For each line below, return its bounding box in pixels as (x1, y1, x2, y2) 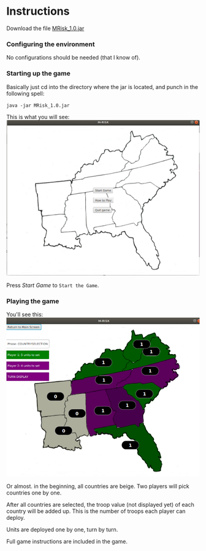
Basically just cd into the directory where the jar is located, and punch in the (6, 83, 198, 90)
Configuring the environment (6, 40, 95, 48)
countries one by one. (6, 489, 62, 496)
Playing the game (6, 296, 59, 305)
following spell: (6, 90, 45, 97)
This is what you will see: (6, 113, 70, 120)
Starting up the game (6, 69, 71, 78)
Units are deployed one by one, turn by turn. (6, 526, 118, 533)
